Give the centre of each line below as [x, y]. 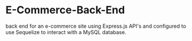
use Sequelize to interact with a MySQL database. [66, 32]
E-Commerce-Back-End [65, 10]
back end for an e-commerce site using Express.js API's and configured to [96, 26]
